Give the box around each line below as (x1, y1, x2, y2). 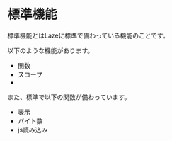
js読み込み (17, 125, 48, 134)
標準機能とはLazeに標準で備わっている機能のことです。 (7, 31, 169, 40)
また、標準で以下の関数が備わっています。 (7, 93, 131, 101)
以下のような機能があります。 (7, 46, 94, 55)
